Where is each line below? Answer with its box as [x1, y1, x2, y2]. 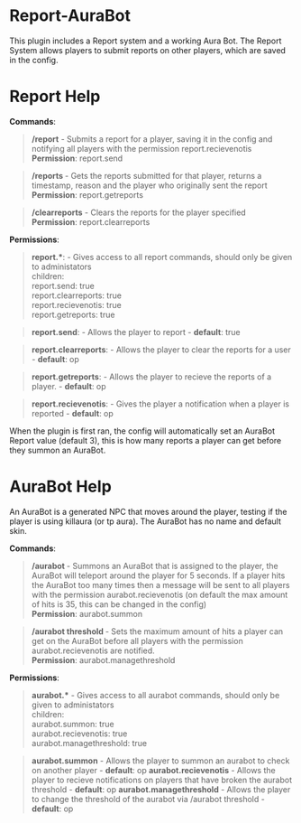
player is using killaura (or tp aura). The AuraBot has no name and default [9, 516, 281, 527]
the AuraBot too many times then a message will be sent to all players [31, 579, 290, 590]
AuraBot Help [9, 476, 113, 497]
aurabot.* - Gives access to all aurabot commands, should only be [31, 689, 280, 700]
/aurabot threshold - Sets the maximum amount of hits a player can [31, 625, 284, 637]
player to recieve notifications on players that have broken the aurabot [31, 774, 293, 785]
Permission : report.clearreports [31, 216, 150, 227]
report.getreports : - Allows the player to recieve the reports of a [31, 371, 272, 382]
